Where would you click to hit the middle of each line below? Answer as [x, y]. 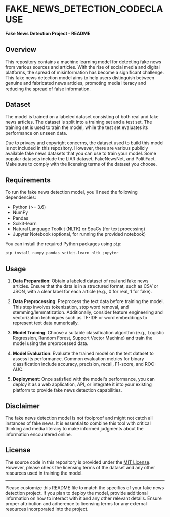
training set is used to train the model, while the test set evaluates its [77, 127]
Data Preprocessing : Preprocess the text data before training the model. [88, 301]
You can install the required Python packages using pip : [63, 244]
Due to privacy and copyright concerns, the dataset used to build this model [84, 143]
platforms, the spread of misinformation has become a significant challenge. [85, 72]
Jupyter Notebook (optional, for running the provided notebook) [79, 234]
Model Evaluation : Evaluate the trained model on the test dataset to [83, 353]
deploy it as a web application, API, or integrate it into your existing [82, 384]
